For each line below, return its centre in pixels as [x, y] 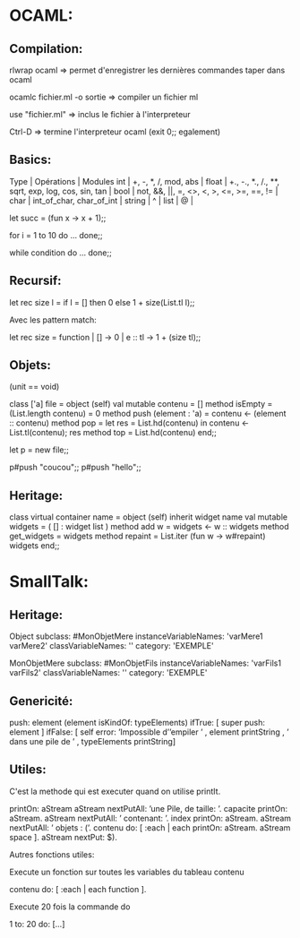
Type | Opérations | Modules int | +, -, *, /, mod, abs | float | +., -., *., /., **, [145, 181]
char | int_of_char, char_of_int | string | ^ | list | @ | [102, 200]
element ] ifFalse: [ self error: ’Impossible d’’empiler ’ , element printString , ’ [149, 732]
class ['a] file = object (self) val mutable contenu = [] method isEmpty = [141, 404]
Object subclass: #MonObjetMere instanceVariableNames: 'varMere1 [136, 636]
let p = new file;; [39, 450]
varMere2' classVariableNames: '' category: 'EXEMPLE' [111, 646]
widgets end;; [34, 546]
